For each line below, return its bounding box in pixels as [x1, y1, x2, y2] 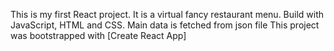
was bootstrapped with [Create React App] [10, 30, 187, 41]
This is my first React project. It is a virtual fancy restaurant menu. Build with [10, 9, 325, 20]
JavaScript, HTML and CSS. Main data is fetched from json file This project [10, 19, 320, 31]
